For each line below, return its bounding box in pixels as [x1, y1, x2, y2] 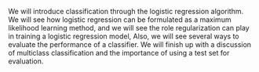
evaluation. [8, 56, 44, 66]
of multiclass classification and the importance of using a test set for [8, 49, 230, 57]
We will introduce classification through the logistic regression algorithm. [8, 7, 244, 16]
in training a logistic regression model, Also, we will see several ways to [8, 31, 239, 41]
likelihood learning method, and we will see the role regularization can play [8, 23, 250, 32]
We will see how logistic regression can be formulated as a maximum [8, 15, 232, 24]
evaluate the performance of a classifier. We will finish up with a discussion [8, 40, 252, 49]
